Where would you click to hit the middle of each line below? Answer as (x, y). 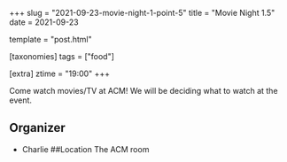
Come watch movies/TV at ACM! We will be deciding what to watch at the (143, 91)
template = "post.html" (50, 39)
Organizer (38, 128)
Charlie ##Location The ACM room (85, 149)
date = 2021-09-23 (44, 22)
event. (21, 100)
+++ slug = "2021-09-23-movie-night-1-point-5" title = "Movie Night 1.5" (142, 13)
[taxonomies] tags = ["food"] (62, 56)
